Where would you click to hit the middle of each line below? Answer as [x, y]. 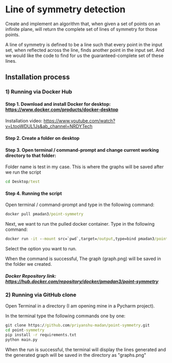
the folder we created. [29, 264]
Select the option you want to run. [41, 249]
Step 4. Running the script [34, 193]
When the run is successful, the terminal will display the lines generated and [86, 349]
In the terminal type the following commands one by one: [65, 316]
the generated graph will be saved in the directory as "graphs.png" [76, 355]
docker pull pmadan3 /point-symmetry [44, 214]
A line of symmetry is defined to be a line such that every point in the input [84, 44]
